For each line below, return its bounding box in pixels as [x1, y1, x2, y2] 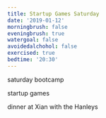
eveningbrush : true [7, 29, 65, 37]
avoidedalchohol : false [7, 43, 78, 50]
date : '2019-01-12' [7, 17, 65, 24]
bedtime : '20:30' [7, 56, 59, 63]
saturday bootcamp [7, 75, 64, 84]
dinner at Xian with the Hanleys [7, 103, 98, 111]
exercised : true [7, 50, 55, 57]
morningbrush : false [7, 23, 69, 30]
